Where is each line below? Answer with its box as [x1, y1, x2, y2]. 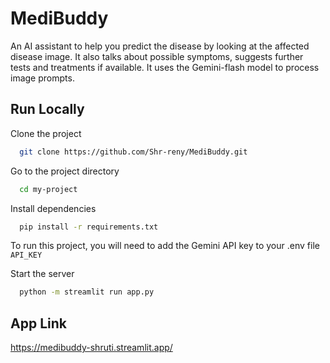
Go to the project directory [10, 165, 120, 177]
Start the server [10, 268, 75, 280]
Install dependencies [10, 202, 97, 214]
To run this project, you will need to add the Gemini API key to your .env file [10, 240, 320, 252]
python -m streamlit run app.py [19, 287, 155, 297]
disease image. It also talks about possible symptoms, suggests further [10, 50, 304, 62]
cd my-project [19, 184, 78, 194]
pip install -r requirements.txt [19, 222, 159, 232]
